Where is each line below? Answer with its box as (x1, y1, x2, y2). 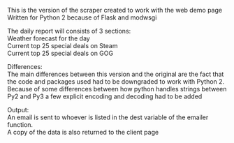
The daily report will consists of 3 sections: (7, 27, 131, 35)
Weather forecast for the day (7, 34, 91, 43)
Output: (7, 106, 29, 114)
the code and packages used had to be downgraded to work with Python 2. (7, 77, 225, 86)
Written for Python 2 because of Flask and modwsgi (7, 13, 157, 22)
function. (7, 121, 34, 128)
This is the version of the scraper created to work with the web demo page (7, 6, 222, 14)
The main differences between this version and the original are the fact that (7, 70, 224, 78)
